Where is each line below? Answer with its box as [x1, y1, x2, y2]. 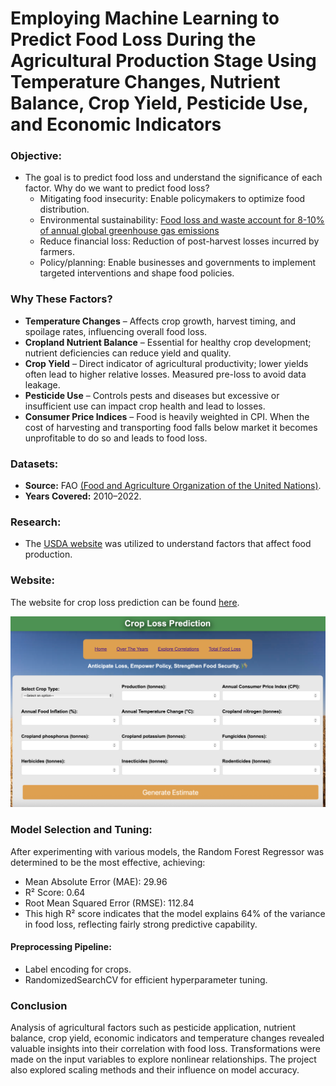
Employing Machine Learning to [10, 7, 280, 30]
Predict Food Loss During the [10, 28, 257, 51]
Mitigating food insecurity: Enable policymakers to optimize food [39, 193, 306, 205]
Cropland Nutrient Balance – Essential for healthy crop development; [24, 336, 312, 348]
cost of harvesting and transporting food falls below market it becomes [24, 421, 318, 433]
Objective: [10, 149, 62, 163]
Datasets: [10, 457, 59, 471]
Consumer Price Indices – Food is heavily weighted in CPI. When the [24, 410, 310, 422]
